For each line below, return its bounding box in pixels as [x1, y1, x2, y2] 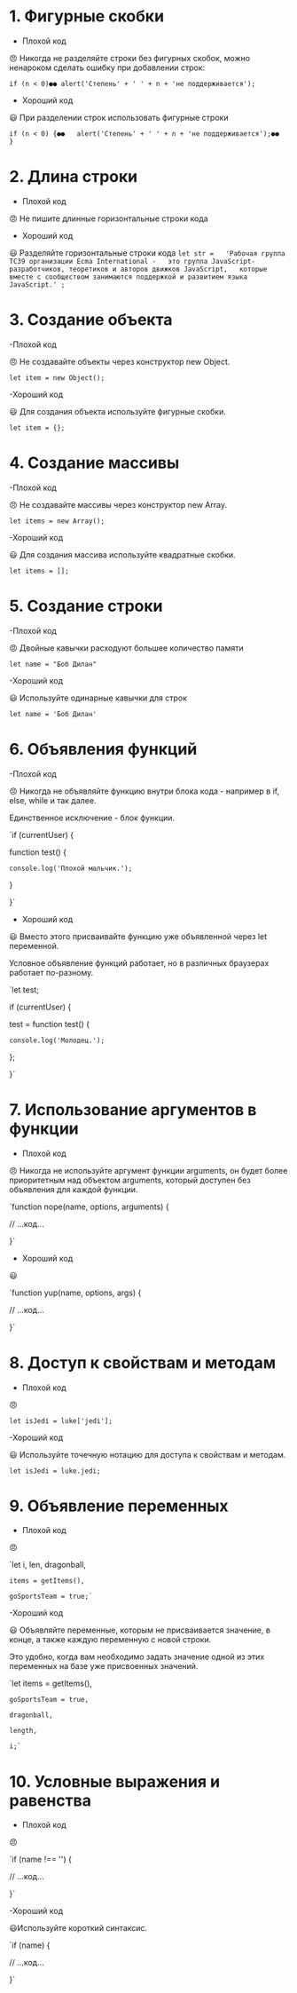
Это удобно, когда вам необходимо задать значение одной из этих [9, 1651, 265, 1662]
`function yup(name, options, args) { [9, 1287, 142, 1298]
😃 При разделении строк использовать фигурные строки [9, 112, 229, 123]
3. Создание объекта [9, 310, 173, 330]
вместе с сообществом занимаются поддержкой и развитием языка [9, 273, 248, 281]
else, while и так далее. [9, 795, 97, 805]
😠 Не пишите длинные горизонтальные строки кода [9, 213, 208, 224]
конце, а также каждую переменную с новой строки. [9, 1634, 212, 1645]
